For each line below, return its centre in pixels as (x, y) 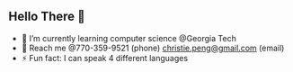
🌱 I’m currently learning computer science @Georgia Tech (129, 38)
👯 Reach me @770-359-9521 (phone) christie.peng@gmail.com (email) (153, 48)
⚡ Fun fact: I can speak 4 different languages (105, 58)
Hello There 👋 (47, 17)
